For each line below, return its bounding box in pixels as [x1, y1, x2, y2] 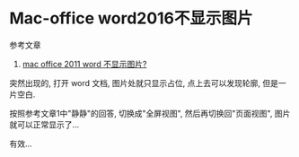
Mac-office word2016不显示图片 [9, 8, 253, 29]
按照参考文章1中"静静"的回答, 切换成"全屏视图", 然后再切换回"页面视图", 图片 [9, 108, 291, 118]
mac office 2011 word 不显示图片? [22, 58, 147, 69]
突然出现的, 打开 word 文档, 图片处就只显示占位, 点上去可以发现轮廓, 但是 [9, 77, 278, 88]
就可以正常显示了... [9, 118, 80, 130]
